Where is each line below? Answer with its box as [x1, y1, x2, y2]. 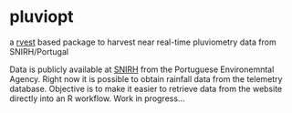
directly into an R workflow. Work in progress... [9, 93, 185, 104]
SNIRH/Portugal [9, 46, 69, 56]
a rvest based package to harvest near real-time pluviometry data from [9, 36, 276, 47]
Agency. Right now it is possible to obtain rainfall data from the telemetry [9, 73, 283, 84]
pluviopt [9, 6, 75, 27]
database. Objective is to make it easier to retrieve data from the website [9, 83, 283, 94]
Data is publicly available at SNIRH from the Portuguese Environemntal [9, 64, 275, 75]
